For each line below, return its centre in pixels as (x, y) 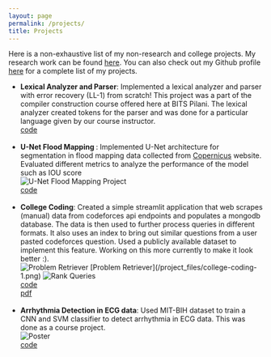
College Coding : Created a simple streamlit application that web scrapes (141, 207)
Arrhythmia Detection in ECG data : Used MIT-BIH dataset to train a (133, 310)
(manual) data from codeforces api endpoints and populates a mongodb (140, 216)
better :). (35, 259)
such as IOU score (51, 173)
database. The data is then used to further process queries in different (137, 224)
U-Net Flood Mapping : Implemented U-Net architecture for (120, 147)
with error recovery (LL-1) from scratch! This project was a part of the (136, 96)
